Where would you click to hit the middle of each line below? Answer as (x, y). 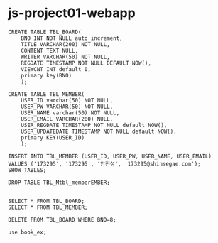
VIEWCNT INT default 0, (56, 69)
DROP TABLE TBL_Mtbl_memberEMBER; (59, 183)
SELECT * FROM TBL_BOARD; (46, 201)
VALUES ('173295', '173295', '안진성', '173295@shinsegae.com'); (104, 164)
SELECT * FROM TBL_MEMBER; (48, 207)
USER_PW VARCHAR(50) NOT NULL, (67, 107)
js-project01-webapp (72, 13)
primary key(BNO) (47, 75)
